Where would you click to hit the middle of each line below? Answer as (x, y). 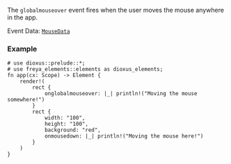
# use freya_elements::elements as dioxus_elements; (85, 69)
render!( (32, 82)
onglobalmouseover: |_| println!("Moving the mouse (121, 94)
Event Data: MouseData (39, 31)
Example (22, 49)
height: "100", (66, 124)
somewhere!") (26, 100)
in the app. (23, 17)
